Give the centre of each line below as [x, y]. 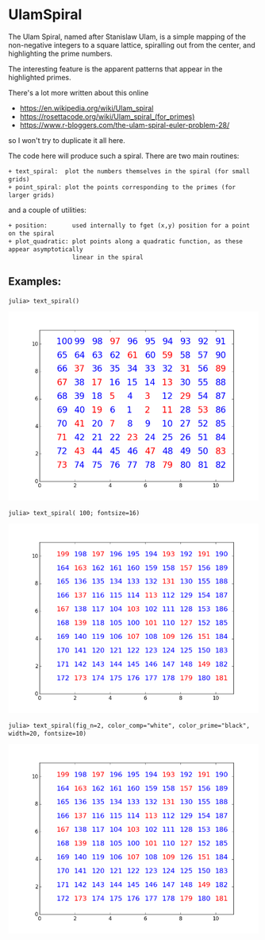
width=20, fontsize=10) [48, 733]
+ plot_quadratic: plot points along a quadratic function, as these [126, 241]
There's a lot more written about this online [79, 92]
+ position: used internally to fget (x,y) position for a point [129, 225]
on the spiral [32, 233]
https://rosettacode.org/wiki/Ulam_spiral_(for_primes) [107, 116]
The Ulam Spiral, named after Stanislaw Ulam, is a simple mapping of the [127, 37]
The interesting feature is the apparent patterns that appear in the [115, 68]
